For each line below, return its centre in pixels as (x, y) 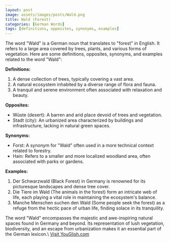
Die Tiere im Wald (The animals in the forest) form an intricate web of (85, 192)
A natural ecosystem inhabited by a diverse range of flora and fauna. (84, 85)
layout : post (19, 10)
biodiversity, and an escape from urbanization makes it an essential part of (83, 229)
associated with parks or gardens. (48, 162)
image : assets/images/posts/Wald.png (45, 15)
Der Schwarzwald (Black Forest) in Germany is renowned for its (79, 181)
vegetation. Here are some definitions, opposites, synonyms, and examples (84, 54)
